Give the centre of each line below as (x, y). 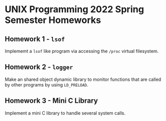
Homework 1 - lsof (35, 39)
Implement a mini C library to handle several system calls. (65, 113)
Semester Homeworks (53, 20)
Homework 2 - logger (39, 67)
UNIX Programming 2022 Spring (75, 9)
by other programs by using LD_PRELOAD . (47, 84)
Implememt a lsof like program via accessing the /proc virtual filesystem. (82, 51)
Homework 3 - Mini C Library (51, 101)
